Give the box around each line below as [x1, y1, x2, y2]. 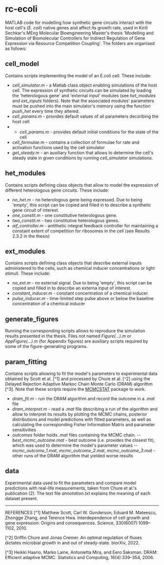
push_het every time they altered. [12, 108, 80, 114]
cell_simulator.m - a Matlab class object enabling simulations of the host [12, 82, 157, 88]
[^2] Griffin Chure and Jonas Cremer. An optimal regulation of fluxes [5, 534, 142, 541]
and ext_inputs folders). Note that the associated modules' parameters [12, 98, 154, 104]
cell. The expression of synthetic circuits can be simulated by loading [12, 87, 152, 93]
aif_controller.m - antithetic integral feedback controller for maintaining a [12, 222, 159, 228]
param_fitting [5, 358, 47, 366]
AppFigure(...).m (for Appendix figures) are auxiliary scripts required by [5, 338, 148, 344]
